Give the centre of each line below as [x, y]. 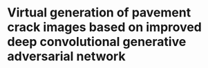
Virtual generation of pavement [99, 13]
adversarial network [66, 57]
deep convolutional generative [97, 42]
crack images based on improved [105, 27]
